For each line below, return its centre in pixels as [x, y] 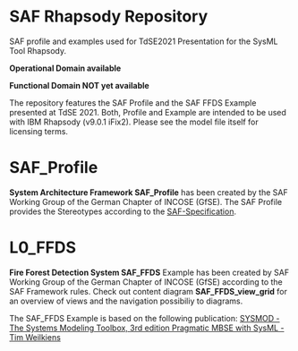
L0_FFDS [43, 248]
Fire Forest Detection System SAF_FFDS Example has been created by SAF [149, 272]
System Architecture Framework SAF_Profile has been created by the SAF [149, 192]
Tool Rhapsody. [38, 50]
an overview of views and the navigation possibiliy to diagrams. [126, 301]
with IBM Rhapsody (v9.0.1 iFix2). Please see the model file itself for [134, 122]
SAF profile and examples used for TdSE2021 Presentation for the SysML [144, 41]
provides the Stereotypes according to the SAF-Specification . [123, 211]
